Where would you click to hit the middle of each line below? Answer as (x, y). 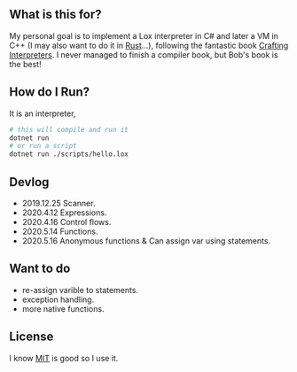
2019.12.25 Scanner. (59, 203)
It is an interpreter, (43, 113)
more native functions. (63, 308)
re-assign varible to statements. (80, 290)
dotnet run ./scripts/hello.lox (69, 154)
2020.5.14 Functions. (60, 231)
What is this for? (55, 15)
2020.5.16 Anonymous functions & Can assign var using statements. (146, 240)
